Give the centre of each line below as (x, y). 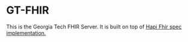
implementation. (26, 33)
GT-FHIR (28, 10)
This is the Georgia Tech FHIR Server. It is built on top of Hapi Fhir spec (94, 27)
